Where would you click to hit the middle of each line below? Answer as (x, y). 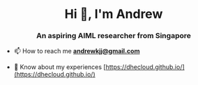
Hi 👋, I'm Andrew (114, 14)
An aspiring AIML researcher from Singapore (114, 36)
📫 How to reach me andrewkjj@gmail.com (77, 51)
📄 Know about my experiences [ (60, 67)
